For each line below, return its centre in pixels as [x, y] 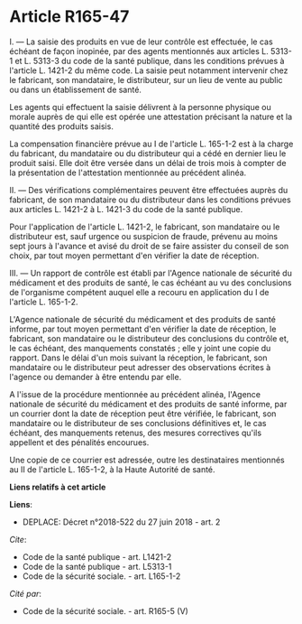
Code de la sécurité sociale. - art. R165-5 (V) [105, 610]
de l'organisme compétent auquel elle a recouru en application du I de [139, 292]
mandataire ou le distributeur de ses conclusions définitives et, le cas [138, 423]
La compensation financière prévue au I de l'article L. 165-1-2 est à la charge [151, 144]
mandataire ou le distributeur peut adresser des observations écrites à [140, 367]
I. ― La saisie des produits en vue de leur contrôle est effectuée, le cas [141, 42]
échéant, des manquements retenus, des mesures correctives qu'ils [136, 433]
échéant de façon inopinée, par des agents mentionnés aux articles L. [139, 51]
